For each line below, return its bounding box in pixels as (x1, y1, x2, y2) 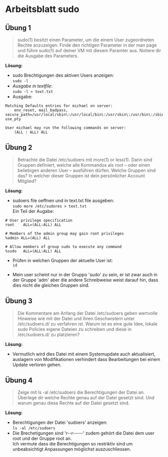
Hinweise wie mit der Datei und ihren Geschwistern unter (17, 315, 135, 321)
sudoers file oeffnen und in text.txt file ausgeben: (12, 197, 114, 203)
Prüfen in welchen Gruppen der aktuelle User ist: (12, 257, 113, 263)
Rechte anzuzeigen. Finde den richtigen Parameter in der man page (17, 42, 157, 48)
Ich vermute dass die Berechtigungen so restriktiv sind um (12, 441, 133, 447)
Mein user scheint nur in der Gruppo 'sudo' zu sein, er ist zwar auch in (12, 271, 157, 277)
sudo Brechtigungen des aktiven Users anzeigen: (12, 72, 114, 78)
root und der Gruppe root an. (12, 435, 72, 441)
